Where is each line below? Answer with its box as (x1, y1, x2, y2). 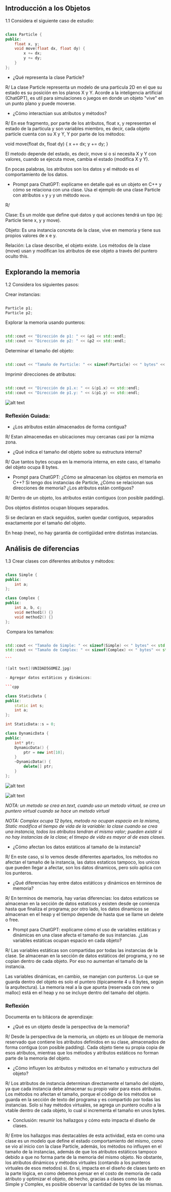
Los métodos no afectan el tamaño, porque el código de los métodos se (5, 1091, 156, 1097)
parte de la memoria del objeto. (5, 1055, 71, 1061)
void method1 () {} (14, 609, 53, 615)
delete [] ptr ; (23, 764, 53, 769)
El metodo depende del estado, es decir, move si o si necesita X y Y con (5, 150, 157, 157)
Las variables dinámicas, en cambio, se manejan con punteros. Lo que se (5, 973, 159, 979)
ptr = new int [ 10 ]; (23, 750, 65, 755)
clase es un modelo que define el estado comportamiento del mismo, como (5, 1138, 164, 1144)
